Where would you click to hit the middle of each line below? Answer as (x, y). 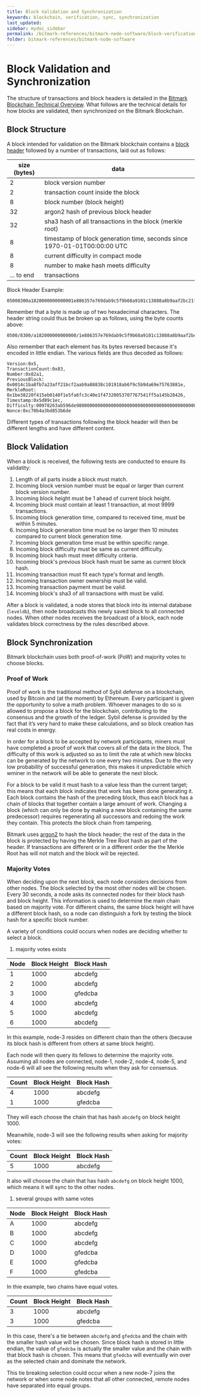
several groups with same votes (55, 1198)
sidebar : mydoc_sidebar (36, 28)
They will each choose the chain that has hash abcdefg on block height (94, 1117)
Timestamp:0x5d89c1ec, (35, 400)
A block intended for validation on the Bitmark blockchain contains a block (98, 144)
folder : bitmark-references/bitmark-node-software (71, 39)
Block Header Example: (35, 289)
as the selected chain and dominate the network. (67, 1361)
